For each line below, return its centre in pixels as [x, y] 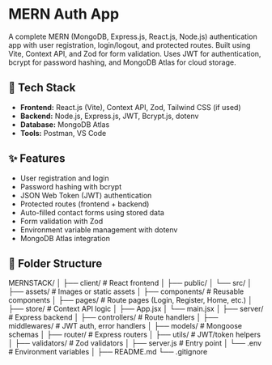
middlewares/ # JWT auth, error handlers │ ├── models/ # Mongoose [125, 326]
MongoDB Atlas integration [65, 238]
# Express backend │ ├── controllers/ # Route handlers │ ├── [113, 317]
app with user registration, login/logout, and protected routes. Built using [130, 45]
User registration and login [64, 178]
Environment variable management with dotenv [99, 229]
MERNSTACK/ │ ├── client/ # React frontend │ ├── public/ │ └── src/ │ [130, 283]
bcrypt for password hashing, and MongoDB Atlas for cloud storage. [122, 62]
